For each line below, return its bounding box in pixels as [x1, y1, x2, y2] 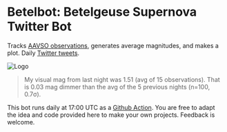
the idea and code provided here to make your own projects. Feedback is [7, 111, 215, 119]
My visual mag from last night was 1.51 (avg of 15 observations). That [23, 75, 221, 83]
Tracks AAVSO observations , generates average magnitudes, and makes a [7, 41, 219, 49]
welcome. [7, 118, 35, 126]
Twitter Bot [7, 19, 72, 34]
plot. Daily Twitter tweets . [7, 49, 80, 57]
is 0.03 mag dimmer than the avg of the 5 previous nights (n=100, [23, 82, 210, 91]
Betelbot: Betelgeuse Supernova [7, 4, 197, 20]
